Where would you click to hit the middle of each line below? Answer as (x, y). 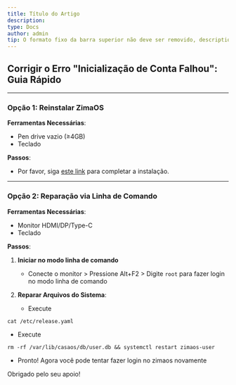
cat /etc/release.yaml (40, 321)
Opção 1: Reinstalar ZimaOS (55, 108)
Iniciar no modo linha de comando (68, 260)
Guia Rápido (34, 79)
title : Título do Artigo (44, 14)
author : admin (28, 33)
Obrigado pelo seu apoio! (44, 374)
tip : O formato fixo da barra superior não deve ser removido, (102, 40)
